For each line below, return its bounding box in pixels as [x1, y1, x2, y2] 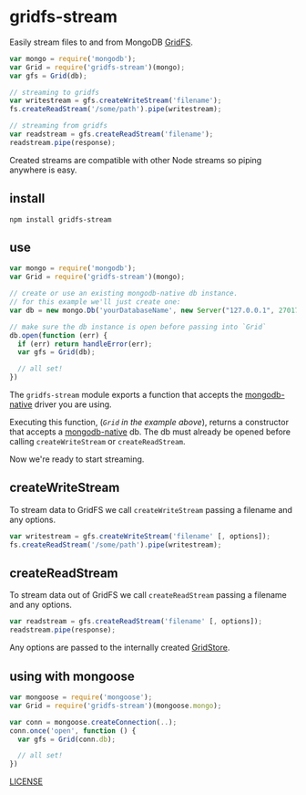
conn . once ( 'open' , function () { [9, 726, 137, 736]
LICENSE [9, 776, 44, 787]
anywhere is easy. [9, 164, 77, 175]
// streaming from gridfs [9, 121, 107, 131]
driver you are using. [34, 399, 112, 410]
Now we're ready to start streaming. [9, 454, 145, 465]
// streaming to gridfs [9, 88, 100, 97]
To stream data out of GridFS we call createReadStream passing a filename [9, 590, 287, 601]
